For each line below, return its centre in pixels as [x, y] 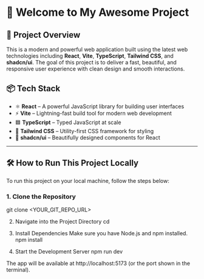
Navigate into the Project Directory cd [62, 221]
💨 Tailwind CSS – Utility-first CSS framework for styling [84, 131]
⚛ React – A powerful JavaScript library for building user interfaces [100, 106]
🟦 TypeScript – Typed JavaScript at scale [68, 122]
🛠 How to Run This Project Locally [72, 163]
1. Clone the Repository [41, 196]
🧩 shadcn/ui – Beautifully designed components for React [87, 137]
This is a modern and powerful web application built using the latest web [97, 49]
